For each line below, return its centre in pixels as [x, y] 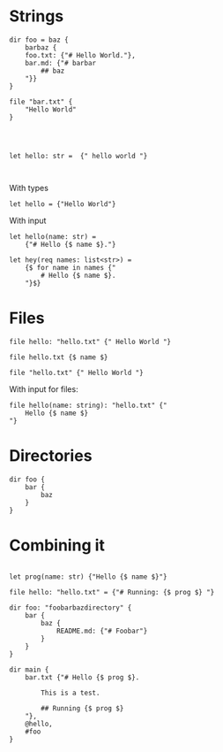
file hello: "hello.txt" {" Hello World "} [90, 341]
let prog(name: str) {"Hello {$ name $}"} [88, 577]
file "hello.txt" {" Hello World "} [76, 372]
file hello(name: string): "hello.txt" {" [88, 405]
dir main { [29, 670]
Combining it [57, 545]
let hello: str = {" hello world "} [78, 156]
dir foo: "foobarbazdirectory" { [71, 608]
